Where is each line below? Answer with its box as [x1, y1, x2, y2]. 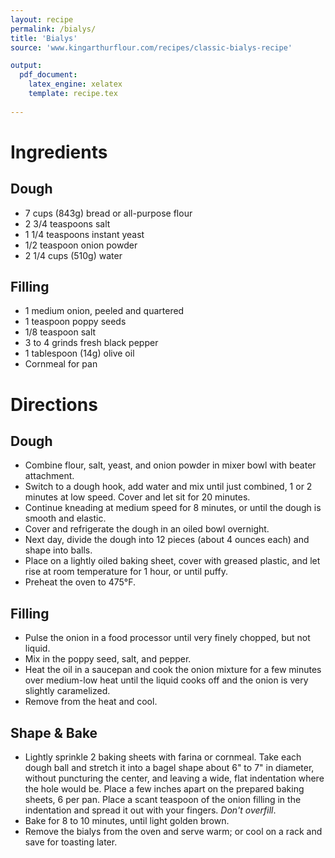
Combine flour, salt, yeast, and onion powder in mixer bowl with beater [24, 459, 317, 471]
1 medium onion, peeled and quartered [24, 305, 185, 317]
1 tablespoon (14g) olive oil [24, 347, 135, 360]
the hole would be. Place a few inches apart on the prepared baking [24, 783, 305, 795]
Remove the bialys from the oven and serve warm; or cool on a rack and [24, 826, 323, 838]
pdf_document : [19, 70, 78, 80]
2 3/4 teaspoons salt [24, 217, 111, 230]
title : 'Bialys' [10, 33, 78, 43]
